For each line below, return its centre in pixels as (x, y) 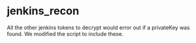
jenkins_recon (43, 11)
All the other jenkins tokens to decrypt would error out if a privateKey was (98, 27)
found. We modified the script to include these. (65, 33)
